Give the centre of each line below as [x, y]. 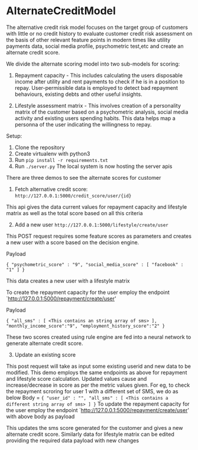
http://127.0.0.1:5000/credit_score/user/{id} [73, 196]
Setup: [14, 136]
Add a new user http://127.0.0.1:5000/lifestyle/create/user [91, 224]
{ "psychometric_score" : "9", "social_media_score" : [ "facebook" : [95, 264]
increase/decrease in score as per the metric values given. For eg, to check [98, 385]
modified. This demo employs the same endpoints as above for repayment [97, 372]
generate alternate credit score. [45, 343]
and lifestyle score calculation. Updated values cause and [77, 378]
